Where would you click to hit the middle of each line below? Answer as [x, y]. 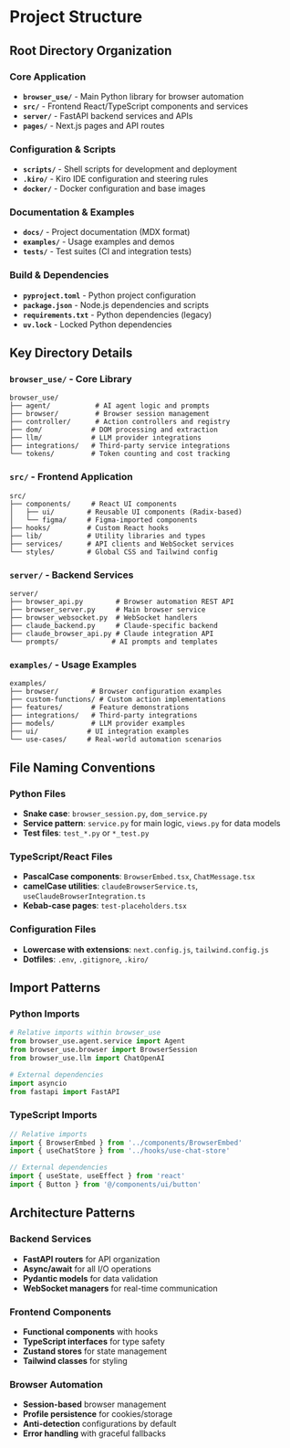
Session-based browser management [94, 1404]
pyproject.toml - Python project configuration [109, 295]
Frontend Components [61, 1312]
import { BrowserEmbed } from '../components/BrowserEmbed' [126, 1143]
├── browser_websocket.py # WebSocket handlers [104, 618]
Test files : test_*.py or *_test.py [86, 833]
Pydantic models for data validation [90, 1278]
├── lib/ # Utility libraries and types [108, 536]
